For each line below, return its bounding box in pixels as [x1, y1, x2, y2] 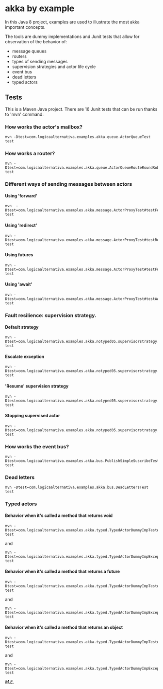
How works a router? [5, 150, 55, 157]
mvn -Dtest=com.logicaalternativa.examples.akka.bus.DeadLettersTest [5, 485, 149, 490]
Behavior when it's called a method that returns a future [5, 568, 120, 574]
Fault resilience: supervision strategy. [5, 312, 97, 318]
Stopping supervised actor [5, 413, 60, 419]
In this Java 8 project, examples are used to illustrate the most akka [5, 19, 140, 25]
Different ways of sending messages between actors [5, 181, 132, 188]
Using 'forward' [5, 193, 38, 198]
